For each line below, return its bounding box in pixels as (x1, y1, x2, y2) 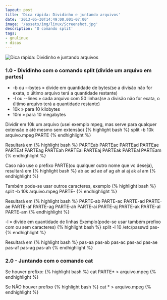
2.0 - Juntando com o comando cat (5, 257, 93, 264)
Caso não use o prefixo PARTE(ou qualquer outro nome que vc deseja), (5, 162, 154, 168)
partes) (5, 73, 24, 80)
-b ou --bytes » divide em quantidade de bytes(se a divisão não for (12, 84, 153, 91)
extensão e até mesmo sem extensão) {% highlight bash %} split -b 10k (5, 127, 154, 133)
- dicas (5, 40, 22, 46)
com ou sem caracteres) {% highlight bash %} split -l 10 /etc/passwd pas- (5, 224, 160, 230)
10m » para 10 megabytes (12, 112, 66, 118)
